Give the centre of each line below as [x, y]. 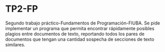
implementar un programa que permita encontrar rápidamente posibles [80, 28]
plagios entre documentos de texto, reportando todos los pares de [75, 34]
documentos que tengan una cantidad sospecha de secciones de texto [80, 39]
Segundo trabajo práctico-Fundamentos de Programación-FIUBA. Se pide [83, 23]
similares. [15, 44]
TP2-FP [22, 9]
